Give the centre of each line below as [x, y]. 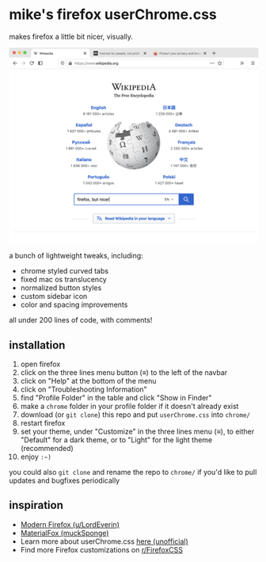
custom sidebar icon [54, 296]
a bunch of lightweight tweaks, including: [76, 256]
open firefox [40, 364]
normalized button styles [61, 288]
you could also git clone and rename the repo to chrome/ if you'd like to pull [133, 472]
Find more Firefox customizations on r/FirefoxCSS [102, 549]
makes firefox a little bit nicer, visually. [71, 36]
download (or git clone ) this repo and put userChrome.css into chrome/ [135, 415]
